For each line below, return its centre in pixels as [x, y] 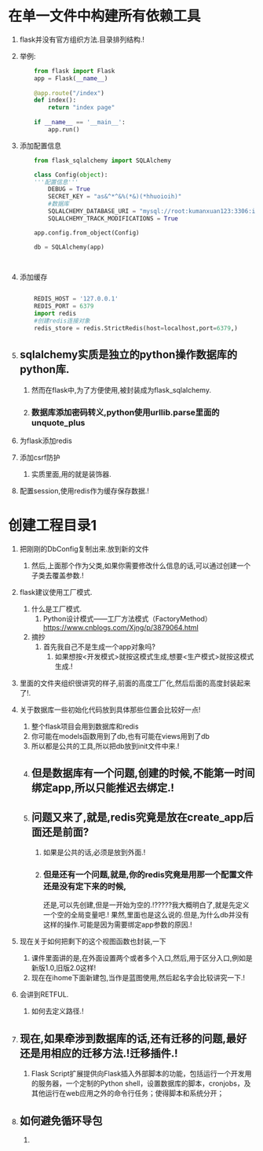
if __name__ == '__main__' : [80, 123]
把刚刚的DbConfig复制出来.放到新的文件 [84, 548]
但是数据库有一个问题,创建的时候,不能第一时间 [143, 773]
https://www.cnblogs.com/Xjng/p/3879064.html [121, 627]
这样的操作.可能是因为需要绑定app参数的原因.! [117, 924]
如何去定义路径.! [57, 1011]
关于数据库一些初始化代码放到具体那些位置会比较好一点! [110, 710]
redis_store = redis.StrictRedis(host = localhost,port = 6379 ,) [136, 328]
